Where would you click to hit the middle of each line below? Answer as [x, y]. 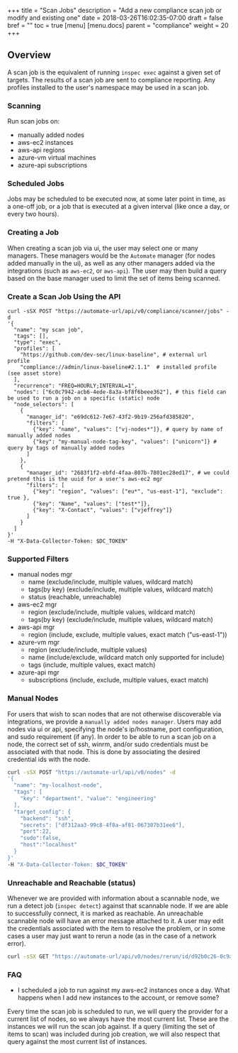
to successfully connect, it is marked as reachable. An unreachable [105, 913]
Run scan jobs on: [34, 121]
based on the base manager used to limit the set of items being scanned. [114, 278]
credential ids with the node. [49, 759]
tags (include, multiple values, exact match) [92, 665]
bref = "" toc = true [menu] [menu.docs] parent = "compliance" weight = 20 [118, 25]
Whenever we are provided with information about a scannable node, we [113, 898]
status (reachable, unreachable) [75, 597]
